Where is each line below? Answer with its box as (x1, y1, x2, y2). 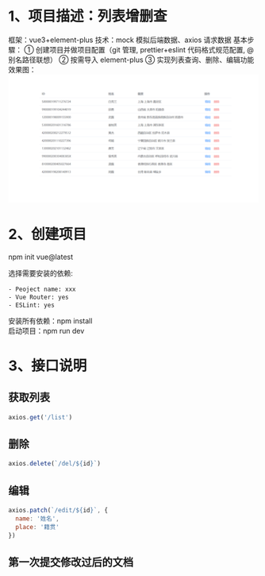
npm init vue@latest (8, 252, 74, 261)
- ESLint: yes (8, 301, 56, 309)
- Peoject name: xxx (8, 285, 77, 293)
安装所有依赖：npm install (8, 315, 93, 326)
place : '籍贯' (15, 523, 60, 531)
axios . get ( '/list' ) (8, 413, 73, 421)
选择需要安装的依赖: (8, 268, 74, 278)
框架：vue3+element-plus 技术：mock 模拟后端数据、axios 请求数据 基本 (8, 35, 248, 44)
